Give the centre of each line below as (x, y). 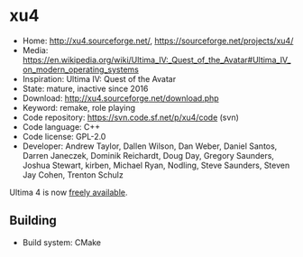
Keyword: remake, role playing (79, 107)
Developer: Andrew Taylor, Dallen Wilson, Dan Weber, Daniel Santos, (150, 146)
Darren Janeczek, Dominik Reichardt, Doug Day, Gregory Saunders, (148, 155)
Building (33, 220)
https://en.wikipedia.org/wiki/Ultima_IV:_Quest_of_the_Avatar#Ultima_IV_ (156, 60)
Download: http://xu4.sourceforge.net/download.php (120, 98)
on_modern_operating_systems (81, 69)
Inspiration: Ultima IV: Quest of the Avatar (99, 78)
